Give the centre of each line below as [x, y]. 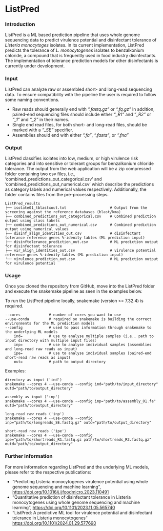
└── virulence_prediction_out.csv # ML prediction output [82, 259]
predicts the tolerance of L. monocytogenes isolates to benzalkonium [75, 50]
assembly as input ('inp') [32, 397]
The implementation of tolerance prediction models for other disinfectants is [82, 61]
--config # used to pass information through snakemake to [78, 328]
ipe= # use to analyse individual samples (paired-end [83, 353]
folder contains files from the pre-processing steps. [57, 195]
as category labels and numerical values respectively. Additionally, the [76, 189]
